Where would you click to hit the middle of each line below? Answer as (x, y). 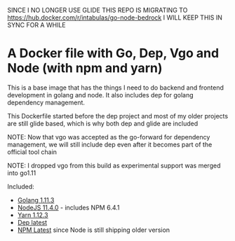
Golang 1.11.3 (36, 200)
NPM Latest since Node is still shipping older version (94, 230)
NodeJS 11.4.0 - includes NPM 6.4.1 (69, 207)
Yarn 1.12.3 (33, 215)
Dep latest (32, 222)
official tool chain (32, 152)
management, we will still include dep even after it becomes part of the (110, 144)
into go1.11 (22, 173)
